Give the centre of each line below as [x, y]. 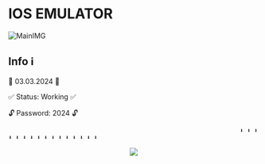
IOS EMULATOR [60, 14]
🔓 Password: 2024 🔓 [43, 113]
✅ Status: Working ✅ [43, 97]
